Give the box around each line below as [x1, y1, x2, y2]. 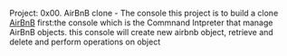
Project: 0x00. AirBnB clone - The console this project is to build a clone [9, 8, 279, 18]
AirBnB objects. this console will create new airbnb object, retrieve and [9, 27, 273, 37]
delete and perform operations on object [9, 36, 161, 47]
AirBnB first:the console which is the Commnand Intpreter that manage [9, 17, 273, 28]
